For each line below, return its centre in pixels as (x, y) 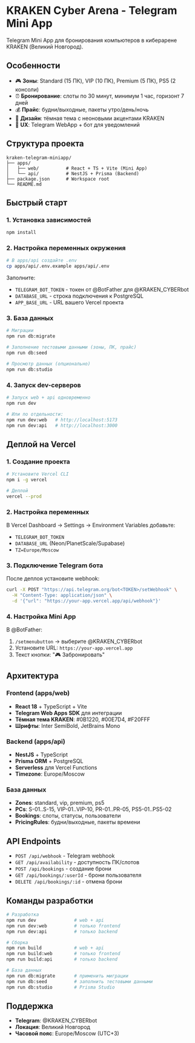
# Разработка (23, 915)
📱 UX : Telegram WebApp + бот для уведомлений (78, 124)
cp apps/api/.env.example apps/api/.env (58, 266)
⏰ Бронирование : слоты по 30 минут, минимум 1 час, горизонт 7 (100, 96)
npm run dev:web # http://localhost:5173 (62, 420)
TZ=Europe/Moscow (37, 550)
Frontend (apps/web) (38, 693)
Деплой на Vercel (41, 444)
